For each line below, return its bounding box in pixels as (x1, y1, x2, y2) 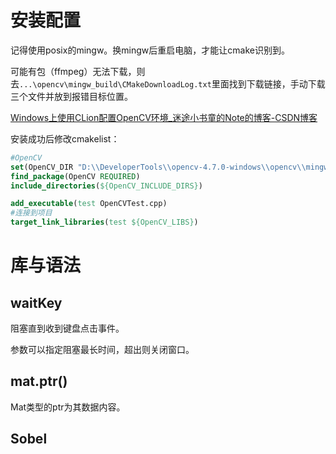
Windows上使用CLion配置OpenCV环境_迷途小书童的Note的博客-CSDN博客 (10, 111, 318, 123)
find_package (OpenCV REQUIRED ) (10, 171, 141, 181)
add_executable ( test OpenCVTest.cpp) (10, 199, 168, 209)
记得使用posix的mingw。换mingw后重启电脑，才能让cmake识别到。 (10, 44, 290, 56)
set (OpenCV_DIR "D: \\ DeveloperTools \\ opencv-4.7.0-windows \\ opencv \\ (10, 162, 307, 172)
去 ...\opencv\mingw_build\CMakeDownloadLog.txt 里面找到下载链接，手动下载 (10, 77, 326, 90)
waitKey (10, 294, 63, 311)
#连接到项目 (10, 208, 53, 218)
